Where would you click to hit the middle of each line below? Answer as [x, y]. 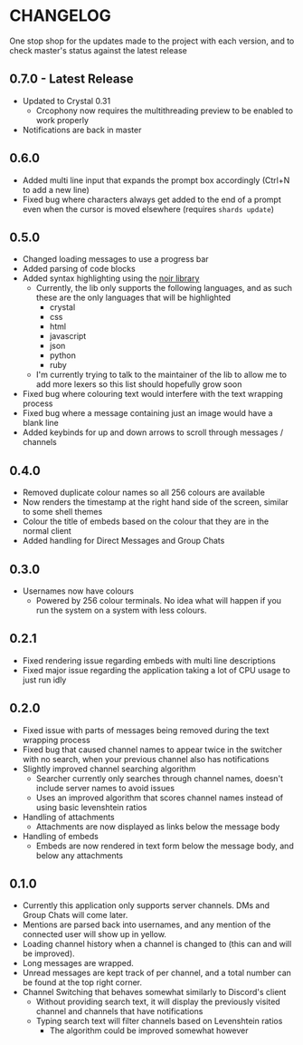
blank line [40, 423]
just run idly [44, 680]
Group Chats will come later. [75, 915]
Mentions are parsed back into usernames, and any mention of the [147, 924]
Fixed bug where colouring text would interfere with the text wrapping [152, 394]
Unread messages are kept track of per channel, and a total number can [157, 973]
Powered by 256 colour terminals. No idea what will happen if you [159, 600]
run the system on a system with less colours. [121, 610]
